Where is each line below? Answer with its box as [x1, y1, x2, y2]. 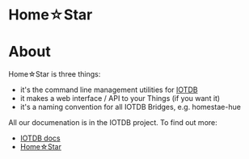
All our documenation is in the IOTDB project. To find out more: [8, 118, 218, 128]
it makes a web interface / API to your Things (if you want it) [19, 94, 221, 103]
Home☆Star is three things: [8, 69, 101, 79]
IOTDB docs [19, 133, 61, 143]
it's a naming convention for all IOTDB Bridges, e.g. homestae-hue [19, 103, 241, 112]
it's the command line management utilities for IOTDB [19, 85, 198, 94]
